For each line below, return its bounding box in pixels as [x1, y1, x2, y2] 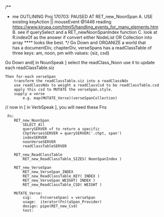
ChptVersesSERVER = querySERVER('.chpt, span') [23, 131, 122, 136]
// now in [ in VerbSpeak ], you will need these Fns [5, 104, 107, 110]
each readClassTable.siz [5, 65, 55, 71]
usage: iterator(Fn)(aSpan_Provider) [23, 199, 102, 204]
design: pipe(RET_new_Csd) [23, 204, 78, 209]
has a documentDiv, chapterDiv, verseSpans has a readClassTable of [12, 45, 152, 50]
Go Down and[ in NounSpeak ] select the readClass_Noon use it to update [5, 60, 155, 65]
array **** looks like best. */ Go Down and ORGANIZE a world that [12, 40, 146, 46]
